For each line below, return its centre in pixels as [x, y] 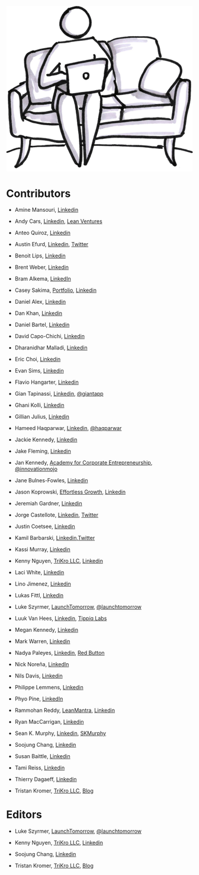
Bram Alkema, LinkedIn [43, 279]
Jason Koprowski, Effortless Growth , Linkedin [70, 492]
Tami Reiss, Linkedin [40, 768]
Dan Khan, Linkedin [38, 313]
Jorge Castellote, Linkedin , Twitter [57, 515]
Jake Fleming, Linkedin [43, 451]
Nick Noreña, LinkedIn [42, 664]
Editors [24, 815]
